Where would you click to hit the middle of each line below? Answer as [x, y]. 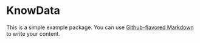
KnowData [33, 11]
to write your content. [33, 33]
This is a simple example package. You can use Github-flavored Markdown [100, 27]
